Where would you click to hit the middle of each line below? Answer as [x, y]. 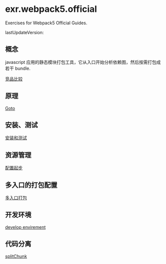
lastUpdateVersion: [25, 32]
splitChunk [16, 256]
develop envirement [26, 227]
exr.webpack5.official [51, 9]
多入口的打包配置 [31, 185]
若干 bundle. [18, 68]
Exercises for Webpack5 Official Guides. [46, 23]
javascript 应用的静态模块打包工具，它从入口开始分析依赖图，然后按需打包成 [83, 62]
